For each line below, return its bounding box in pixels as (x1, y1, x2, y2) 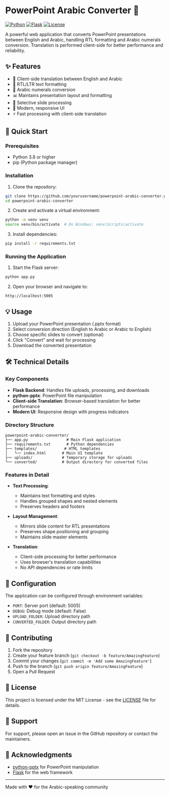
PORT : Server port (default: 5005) (12, 602, 81, 609)
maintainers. (5, 736, 31, 742)
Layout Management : (12, 513, 59, 519)
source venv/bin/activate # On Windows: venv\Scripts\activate (5, 222, 144, 227)
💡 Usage (5, 307, 32, 316)
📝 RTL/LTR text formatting (12, 81, 67, 87)
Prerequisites (5, 142, 39, 149)
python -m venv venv (5, 217, 49, 223)
